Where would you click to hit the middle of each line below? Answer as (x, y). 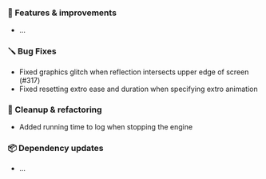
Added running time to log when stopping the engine (106, 126)
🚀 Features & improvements (62, 13)
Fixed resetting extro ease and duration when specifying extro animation (138, 89)
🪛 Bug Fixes (32, 51)
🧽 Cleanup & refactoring (55, 109)
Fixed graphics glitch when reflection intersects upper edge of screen (134, 72)
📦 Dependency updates (56, 148)
